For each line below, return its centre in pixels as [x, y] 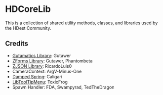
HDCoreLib [28, 9]
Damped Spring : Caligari [37, 76]
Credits [17, 44]
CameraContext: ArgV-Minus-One [47, 71]
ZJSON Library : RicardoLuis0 [42, 66]
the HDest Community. [28, 28]
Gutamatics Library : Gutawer [41, 55]
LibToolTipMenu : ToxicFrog [40, 82]
